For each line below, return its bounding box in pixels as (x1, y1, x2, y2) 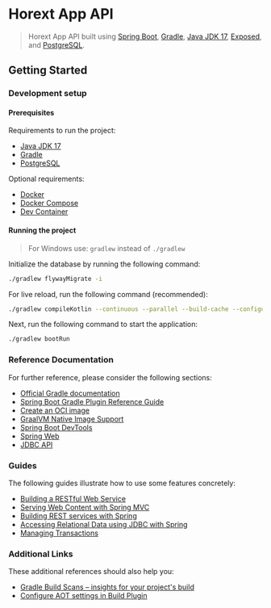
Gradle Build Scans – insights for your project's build (19, 582, 195, 592)
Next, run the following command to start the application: (8, 320, 198, 329)
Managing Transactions (19, 528, 99, 538)
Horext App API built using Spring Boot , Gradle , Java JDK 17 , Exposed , (27, 31, 262, 41)
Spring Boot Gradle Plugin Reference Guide (19, 396, 165, 406)
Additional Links (8, 548, 73, 560)
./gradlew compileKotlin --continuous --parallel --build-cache (8, 304, 229, 313)
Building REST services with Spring (19, 510, 137, 521)
